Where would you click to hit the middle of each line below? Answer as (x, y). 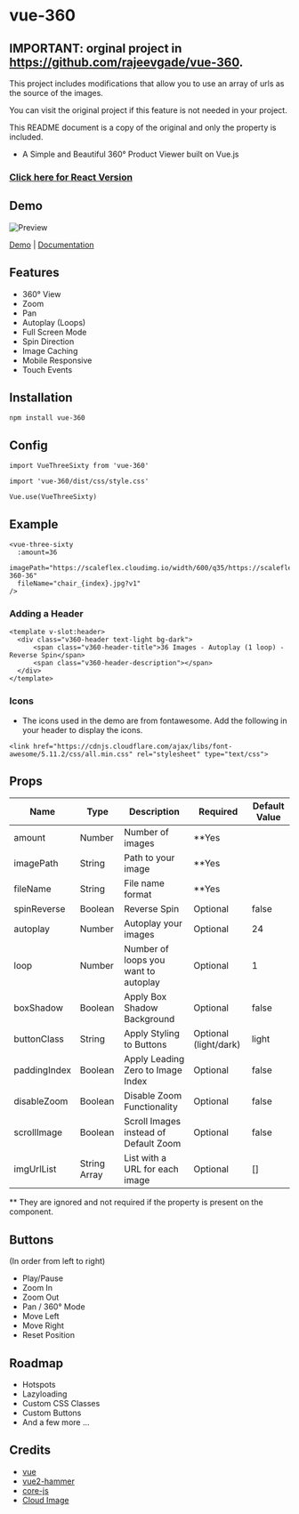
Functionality (151, 1107)
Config (28, 445)
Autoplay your (153, 923)
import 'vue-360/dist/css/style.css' (79, 481)
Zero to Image (153, 1070)
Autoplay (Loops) (54, 322)
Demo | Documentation (52, 245)
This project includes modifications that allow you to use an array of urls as (147, 84)
